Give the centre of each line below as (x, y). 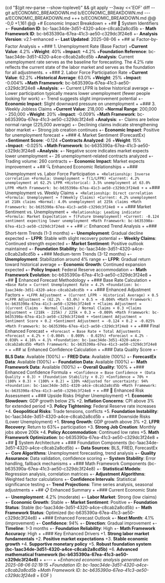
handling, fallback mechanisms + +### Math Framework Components (76, 464)
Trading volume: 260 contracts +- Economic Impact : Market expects (75, 161)
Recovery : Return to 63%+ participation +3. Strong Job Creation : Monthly (81, 427)
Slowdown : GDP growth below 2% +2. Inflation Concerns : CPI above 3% (80, 401)
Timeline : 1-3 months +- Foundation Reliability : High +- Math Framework (80, 528)
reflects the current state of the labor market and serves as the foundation (80, 67)
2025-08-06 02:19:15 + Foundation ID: (43, 565)
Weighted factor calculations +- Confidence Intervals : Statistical (71, 479)
